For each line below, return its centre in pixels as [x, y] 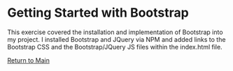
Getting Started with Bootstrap [98, 13]
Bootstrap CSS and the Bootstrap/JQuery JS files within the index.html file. [115, 47]
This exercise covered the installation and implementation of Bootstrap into [115, 32]
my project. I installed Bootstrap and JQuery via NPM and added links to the [116, 39]
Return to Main [29, 60]
